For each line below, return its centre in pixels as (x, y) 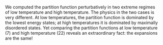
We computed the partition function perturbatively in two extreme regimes (80, 7)
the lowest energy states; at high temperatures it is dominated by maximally (81, 22)
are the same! (19, 38)
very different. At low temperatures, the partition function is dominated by (80, 17)
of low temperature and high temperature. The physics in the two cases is (80, 12)
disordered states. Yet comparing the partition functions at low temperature (81, 28)
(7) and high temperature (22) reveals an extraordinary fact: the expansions (81, 33)
